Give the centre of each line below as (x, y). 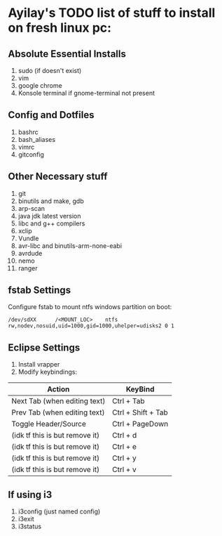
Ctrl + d (124, 436)
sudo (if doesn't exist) (50, 71)
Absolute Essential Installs (67, 54)
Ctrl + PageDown (140, 424)
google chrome (40, 85)
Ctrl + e (124, 447)
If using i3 (30, 494)
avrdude (30, 253)
